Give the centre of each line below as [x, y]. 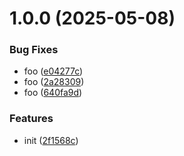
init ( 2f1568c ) [51, 140]
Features [31, 119]
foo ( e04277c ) [53, 71]
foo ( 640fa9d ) [53, 93]
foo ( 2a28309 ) [54, 82]
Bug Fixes [34, 50]
